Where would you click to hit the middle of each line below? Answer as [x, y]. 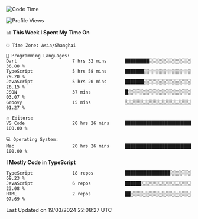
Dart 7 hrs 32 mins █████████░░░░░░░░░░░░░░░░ [99, 61]
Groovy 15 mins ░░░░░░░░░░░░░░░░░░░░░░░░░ [99, 102]
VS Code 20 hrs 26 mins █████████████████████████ [99, 123]
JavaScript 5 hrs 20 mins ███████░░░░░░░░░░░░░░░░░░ [99, 82]
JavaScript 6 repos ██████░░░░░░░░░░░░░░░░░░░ [99, 183]
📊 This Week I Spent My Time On [48, 32]
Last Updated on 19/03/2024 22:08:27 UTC [59, 210]
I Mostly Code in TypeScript [41, 162]
